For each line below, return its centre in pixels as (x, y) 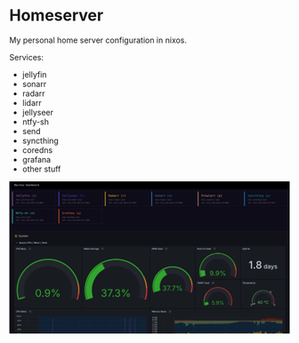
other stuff (41, 169)
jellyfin (34, 74)
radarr (34, 93)
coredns (37, 150)
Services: (27, 57)
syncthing (40, 140)
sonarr (34, 84)
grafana (36, 159)
